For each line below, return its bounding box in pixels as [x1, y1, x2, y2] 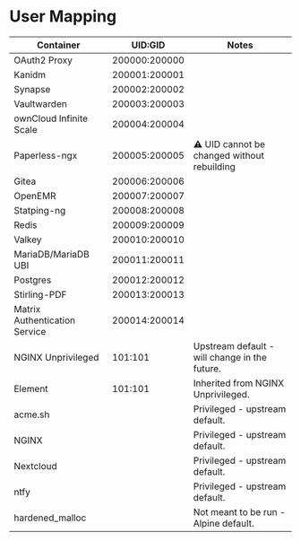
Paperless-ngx [13, 149, 78, 161]
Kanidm [13, 68, 47, 81]
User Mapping [9, 6, 117, 27]
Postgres [13, 274, 52, 286]
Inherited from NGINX [193, 377, 285, 389]
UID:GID [131, 39, 166, 51]
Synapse [13, 83, 51, 95]
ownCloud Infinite [13, 112, 88, 125]
